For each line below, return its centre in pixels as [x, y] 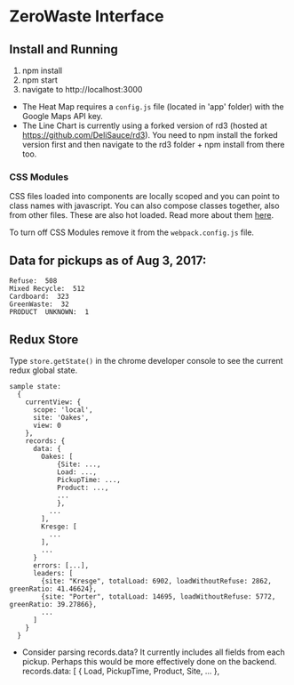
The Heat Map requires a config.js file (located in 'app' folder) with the [153, 107]
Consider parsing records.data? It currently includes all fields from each [154, 652]
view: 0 [47, 425]
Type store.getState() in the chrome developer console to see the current [146, 360]
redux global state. [44, 370]
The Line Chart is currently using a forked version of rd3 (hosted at [145, 125]
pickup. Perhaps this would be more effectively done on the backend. [149, 661]
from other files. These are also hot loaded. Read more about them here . [141, 215]
